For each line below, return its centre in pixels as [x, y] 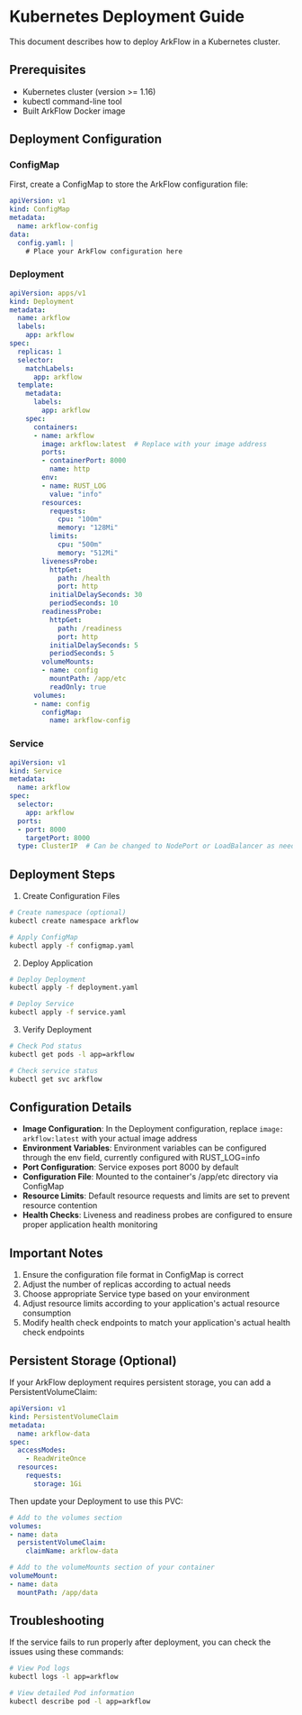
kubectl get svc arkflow [56, 1079]
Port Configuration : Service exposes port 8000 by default [130, 1167]
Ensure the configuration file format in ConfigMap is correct [133, 1275]
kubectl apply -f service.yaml [68, 1013]
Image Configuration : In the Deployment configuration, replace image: [153, 1129]
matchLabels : [50, 368]
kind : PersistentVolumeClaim [64, 1417]
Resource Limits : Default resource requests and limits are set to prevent [156, 1196]
